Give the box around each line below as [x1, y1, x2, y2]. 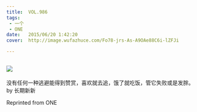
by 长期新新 [6, 86, 36, 94]
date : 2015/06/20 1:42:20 [6, 32, 78, 38]
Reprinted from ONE [6, 99, 58, 106]
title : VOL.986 [6, 9, 48, 15]
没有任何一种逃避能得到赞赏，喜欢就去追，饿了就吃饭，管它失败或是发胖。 [6, 79, 194, 86]
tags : [6, 15, 20, 21]
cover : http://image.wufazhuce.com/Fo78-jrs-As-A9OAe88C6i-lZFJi [6, 37, 179, 43]
